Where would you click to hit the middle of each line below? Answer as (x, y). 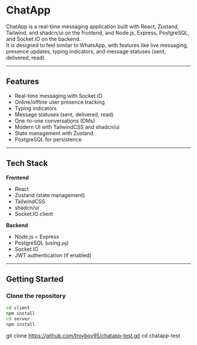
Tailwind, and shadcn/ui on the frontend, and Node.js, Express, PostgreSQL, (98, 32)
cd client (18, 308)
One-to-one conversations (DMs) (55, 120)
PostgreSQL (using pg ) (42, 243)
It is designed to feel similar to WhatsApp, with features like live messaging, (97, 45)
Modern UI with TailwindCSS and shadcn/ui (67, 127)
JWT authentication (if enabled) (53, 255)
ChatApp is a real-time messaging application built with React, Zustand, (93, 26)
